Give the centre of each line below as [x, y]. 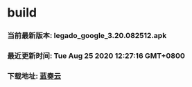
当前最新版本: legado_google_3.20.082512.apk [87, 36]
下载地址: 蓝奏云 [34, 76]
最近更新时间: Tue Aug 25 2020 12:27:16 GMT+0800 [96, 56]
